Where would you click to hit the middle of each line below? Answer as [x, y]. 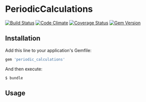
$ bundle [14, 78]
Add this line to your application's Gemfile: [48, 50]
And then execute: [24, 69]
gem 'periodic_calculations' [35, 59]
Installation [23, 38]
